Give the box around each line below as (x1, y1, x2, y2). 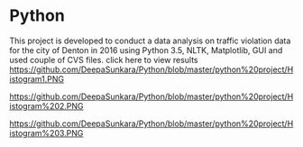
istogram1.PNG (9, 73, 65, 84)
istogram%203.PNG (9, 127, 84, 138)
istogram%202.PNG (9, 100, 84, 111)
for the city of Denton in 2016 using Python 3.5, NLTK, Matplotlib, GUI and (9, 44, 283, 55)
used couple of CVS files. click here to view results (9, 54, 198, 65)
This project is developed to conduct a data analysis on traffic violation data (9, 35, 291, 46)
